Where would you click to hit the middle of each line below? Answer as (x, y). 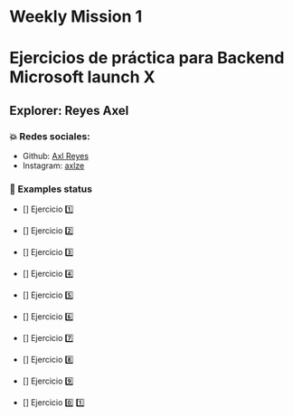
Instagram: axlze (53, 166)
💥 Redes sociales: (50, 136)
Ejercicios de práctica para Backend (147, 58)
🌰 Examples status (51, 189)
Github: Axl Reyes (55, 156)
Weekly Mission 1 (76, 17)
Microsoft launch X (82, 77)
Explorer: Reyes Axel (69, 110)
